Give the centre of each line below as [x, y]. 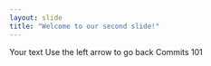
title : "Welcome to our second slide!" [85, 26]
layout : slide [36, 18]
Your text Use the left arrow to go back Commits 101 [106, 52]
